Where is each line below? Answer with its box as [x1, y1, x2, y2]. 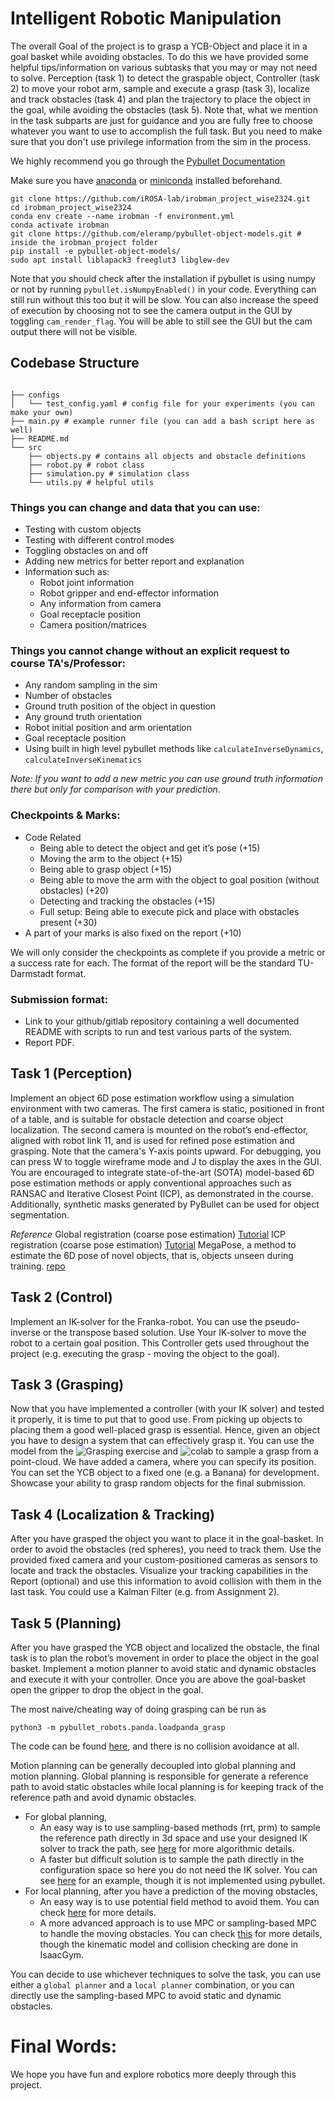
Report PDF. [24, 1036, 75, 1048]
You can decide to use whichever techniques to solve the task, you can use [10, 1968, 322, 1980]
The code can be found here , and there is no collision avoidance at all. [10, 1740, 300, 1752]
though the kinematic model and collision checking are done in [39, 1938, 299, 1950]
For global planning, [24, 1811, 108, 1822]
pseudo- [264, 1315, 301, 1327]
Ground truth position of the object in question [24, 700, 217, 712]
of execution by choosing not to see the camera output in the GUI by [10, 304, 293, 316]
